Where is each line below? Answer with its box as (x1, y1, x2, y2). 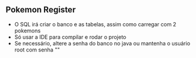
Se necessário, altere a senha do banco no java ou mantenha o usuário (14, 39, 191, 47)
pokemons (14, 27, 41, 34)
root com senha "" (14, 46, 60, 53)
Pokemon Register (5, 5, 76, 15)
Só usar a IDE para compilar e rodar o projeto (14, 33, 127, 41)
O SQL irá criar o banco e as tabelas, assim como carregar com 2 (14, 20, 177, 28)
